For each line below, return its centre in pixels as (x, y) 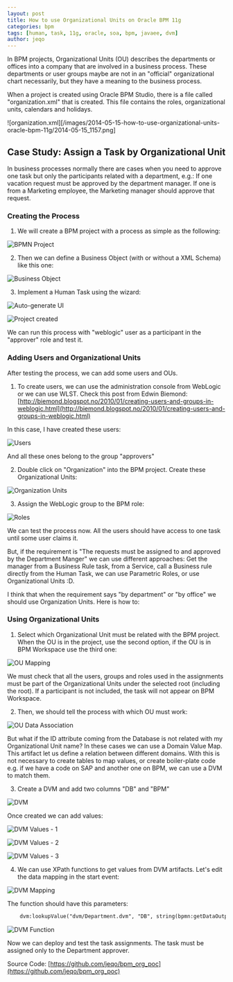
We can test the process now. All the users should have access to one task (114, 530)
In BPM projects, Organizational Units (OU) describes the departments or (111, 59)
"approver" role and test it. (45, 340)
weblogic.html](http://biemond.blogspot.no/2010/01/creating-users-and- (121, 408)
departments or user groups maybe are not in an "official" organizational (111, 74)
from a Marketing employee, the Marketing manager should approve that (111, 191)
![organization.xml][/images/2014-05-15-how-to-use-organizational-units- (114, 123)
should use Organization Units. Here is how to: (74, 602)
